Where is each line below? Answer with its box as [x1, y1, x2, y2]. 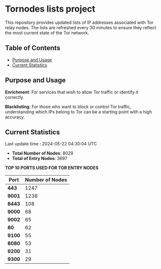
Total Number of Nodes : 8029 [12, 150, 73, 156]
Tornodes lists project [5, 3, 96, 15]
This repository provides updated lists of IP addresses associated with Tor [5, 19, 154, 25]
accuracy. [5, 114, 25, 120]
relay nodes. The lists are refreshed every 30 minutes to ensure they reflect [5, 24, 157, 30]
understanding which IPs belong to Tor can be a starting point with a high [5, 108, 152, 115]
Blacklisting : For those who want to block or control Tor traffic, [5, 104, 131, 109]
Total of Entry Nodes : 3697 [12, 156, 68, 161]
